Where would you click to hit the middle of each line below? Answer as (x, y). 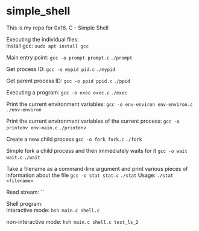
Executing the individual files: (43, 39)
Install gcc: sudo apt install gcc (48, 46)
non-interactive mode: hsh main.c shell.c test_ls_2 (72, 221)
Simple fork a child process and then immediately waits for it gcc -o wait (97, 150)
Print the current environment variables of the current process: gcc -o (93, 121)
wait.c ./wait (23, 158)
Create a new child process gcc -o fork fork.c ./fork (74, 139)
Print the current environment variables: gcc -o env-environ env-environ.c (99, 104)
